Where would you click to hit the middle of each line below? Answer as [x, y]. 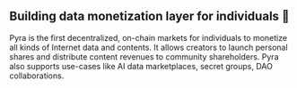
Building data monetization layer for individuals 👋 [149, 16]
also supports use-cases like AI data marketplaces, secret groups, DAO [141, 66]
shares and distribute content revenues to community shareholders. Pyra [144, 56]
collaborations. [37, 76]
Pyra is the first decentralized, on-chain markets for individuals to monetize [148, 37]
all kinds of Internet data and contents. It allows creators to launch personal [149, 47]
